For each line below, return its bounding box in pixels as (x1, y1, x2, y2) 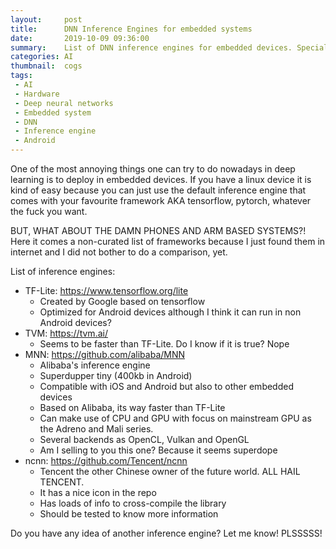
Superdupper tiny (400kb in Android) (39, 370, 193, 381)
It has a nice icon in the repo (39, 487, 157, 498)
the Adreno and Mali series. (39, 423, 154, 435)
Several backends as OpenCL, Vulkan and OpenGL (39, 434, 250, 445)
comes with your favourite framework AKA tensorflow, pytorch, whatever (10, 195, 312, 206)
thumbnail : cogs (10, 61, 83, 71)
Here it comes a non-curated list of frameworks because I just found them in (10, 236, 326, 247)
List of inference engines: (10, 266, 116, 277)
